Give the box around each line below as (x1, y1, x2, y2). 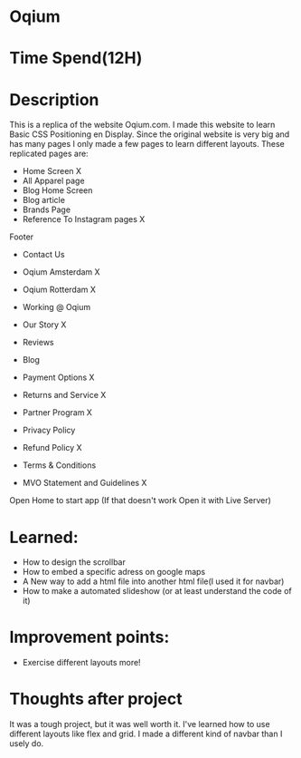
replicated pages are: (9, 148, 89, 160)
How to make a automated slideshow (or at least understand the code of (22, 586, 292, 597)
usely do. (9, 738, 44, 749)
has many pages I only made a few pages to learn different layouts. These (9, 139, 285, 150)
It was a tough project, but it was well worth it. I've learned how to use (9, 719, 270, 730)
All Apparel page (22, 175, 85, 187)
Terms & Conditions (22, 460, 97, 471)
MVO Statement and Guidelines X (22, 478, 147, 489)
